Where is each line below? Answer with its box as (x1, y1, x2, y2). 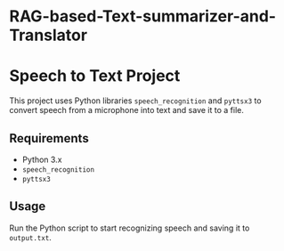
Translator (9, 25, 87, 45)
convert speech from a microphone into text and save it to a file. (9, 105, 245, 116)
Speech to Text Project (9, 66, 181, 86)
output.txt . (9, 231, 52, 242)
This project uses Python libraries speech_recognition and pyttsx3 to (9, 95, 262, 106)
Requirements (9, 131, 89, 146)
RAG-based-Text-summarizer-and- (9, 6, 277, 27)
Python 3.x (21, 154, 62, 165)
